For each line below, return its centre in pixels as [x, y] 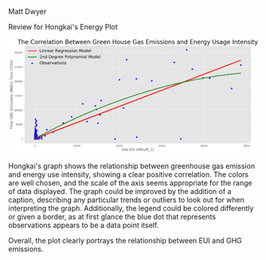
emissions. [26, 249]
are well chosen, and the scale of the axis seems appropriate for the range [130, 183]
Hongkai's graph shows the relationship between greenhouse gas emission [132, 165]
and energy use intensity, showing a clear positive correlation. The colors [129, 174]
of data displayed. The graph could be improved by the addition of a [120, 191]
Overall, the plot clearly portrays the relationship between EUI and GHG [125, 240]
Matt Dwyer [27, 12]
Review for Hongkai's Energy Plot [63, 27]
